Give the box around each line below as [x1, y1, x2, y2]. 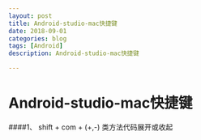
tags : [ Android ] [8, 42, 63, 50]
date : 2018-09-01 [8, 27, 67, 35]
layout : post [8, 11, 53, 20]
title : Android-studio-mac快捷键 [8, 19, 118, 28]
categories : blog [8, 34, 67, 43]
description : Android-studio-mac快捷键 [8, 49, 139, 57]
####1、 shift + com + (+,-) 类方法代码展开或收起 [8, 122, 173, 132]
